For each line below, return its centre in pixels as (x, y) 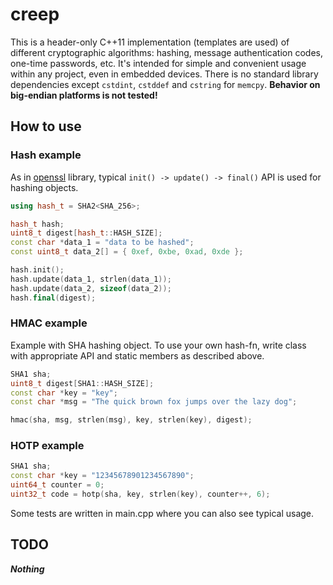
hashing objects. (44, 187)
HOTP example (47, 446)
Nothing (27, 569)
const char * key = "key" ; (64, 393)
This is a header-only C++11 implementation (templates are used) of (150, 42)
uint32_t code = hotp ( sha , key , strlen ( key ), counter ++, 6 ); (140, 494)
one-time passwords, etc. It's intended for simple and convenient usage (158, 63)
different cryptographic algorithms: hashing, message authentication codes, (166, 52)
